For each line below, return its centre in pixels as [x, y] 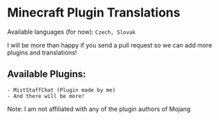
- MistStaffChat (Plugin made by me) [61, 90]
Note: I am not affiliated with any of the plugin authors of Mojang [99, 109]
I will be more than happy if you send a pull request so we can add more [110, 45]
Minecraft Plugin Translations [94, 13]
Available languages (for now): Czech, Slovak [72, 32]
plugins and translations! [42, 52]
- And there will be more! [46, 96]
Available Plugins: [47, 74]
